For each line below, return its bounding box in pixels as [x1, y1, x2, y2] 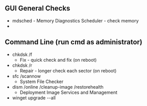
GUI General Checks [5, 4, 70, 13]
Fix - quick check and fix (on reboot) [19, 57, 97, 63]
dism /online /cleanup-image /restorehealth [12, 84, 104, 90]
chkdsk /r [12, 62, 33, 68]
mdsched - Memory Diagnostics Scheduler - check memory [12, 17, 139, 23]
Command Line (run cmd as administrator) [5, 38, 142, 46]
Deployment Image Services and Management [19, 89, 118, 95]
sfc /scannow [12, 73, 41, 79]
